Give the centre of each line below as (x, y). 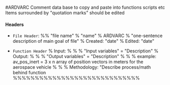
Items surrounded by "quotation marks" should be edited (65, 13)
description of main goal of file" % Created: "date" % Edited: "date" (83, 41)
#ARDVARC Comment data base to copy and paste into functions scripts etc (85, 7)
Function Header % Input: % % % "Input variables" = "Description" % (86, 51)
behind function (29, 73)
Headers (15, 24)
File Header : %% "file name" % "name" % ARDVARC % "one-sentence (88, 36)
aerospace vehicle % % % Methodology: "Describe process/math (82, 67)
